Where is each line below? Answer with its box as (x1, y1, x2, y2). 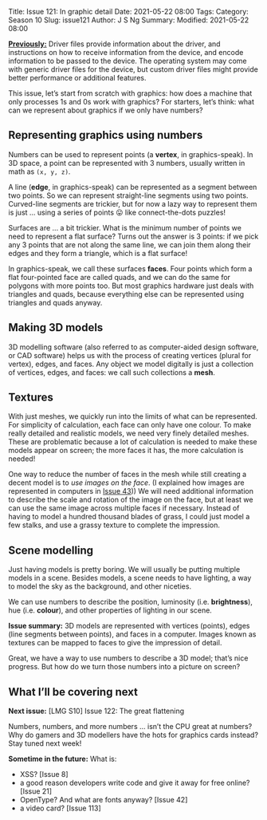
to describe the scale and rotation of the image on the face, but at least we (8, 495, 253, 505)
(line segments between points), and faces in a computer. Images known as (8, 629, 257, 639)
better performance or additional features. (8, 73, 147, 82)
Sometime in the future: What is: (8, 754, 117, 764)
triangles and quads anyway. (8, 298, 103, 307)
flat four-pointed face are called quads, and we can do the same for (8, 272, 231, 282)
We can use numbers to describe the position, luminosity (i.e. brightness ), (8, 597, 253, 607)
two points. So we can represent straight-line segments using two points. (8, 191, 249, 200)
